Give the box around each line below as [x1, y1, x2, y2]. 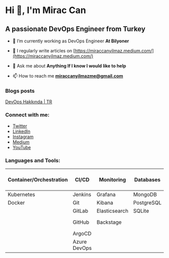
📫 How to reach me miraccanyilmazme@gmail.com [12, 73, 123, 79]
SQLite [133, 207, 149, 214]
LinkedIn [12, 128, 31, 134]
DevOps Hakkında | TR [5, 99, 52, 105]
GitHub [72, 219, 90, 226]
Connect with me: [5, 111, 50, 118]
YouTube [12, 144, 31, 150]
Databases [134, 176, 161, 183]
